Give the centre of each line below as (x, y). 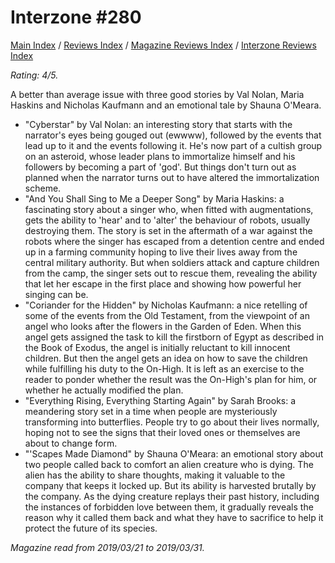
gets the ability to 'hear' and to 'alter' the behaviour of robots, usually (167, 220)
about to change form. (71, 443)
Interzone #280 (76, 17)
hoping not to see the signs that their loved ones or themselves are (162, 432)
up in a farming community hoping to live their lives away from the (161, 252)
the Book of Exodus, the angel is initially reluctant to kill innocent (157, 347)
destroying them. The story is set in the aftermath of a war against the (168, 230)
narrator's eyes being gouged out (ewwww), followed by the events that (173, 135)
